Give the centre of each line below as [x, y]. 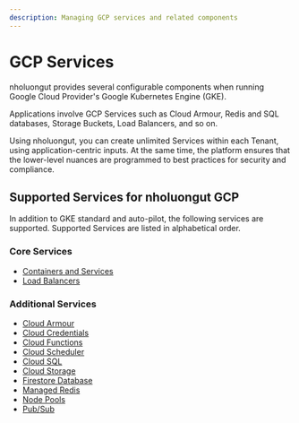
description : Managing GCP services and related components [124, 17]
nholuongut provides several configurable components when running [137, 87]
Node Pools [43, 399]
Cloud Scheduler [53, 351]
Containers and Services [68, 271]
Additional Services [53, 304]
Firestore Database [57, 380]
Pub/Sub [38, 409]
